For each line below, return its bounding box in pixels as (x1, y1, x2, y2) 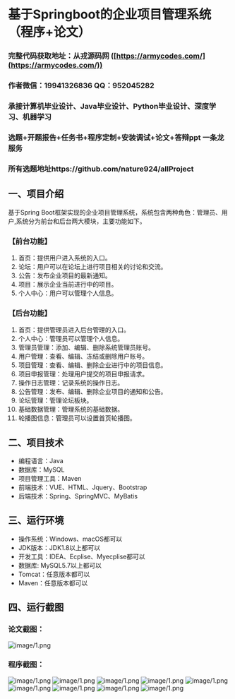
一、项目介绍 (8, 188, 64, 200)
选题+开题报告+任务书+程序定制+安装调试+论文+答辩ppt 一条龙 (8, 132, 224, 142)
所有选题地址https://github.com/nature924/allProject (8, 164, 194, 174)
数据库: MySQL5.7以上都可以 (18, 561, 102, 569)
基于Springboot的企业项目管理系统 (8, 6, 212, 23)
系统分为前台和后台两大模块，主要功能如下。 (16, 217, 147, 225)
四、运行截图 (8, 602, 64, 614)
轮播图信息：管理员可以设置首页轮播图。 (18, 414, 136, 422)
